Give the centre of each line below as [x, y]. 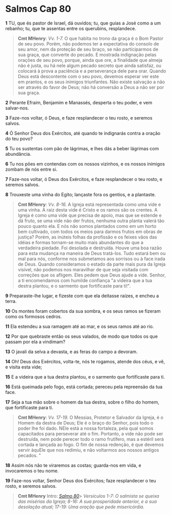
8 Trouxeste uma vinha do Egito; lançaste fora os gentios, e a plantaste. [81, 194]
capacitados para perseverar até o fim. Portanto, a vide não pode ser [90, 434]
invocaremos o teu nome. [32, 471]
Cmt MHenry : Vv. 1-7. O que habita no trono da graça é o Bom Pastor [91, 38]
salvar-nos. [17, 108]
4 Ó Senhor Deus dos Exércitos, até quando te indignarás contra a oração [83, 133]
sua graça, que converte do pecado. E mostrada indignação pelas [87, 55]
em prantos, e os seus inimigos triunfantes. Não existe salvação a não [91, 82]
